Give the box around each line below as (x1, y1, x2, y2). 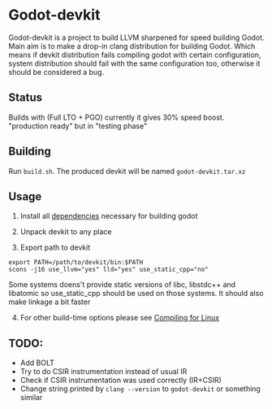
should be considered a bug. (8, 67, 105, 76)
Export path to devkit (19, 242, 91, 253)
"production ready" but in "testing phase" (8, 120, 148, 131)
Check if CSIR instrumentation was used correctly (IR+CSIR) (19, 376, 222, 385)
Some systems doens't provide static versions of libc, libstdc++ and (8, 280, 236, 289)
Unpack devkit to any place (19, 227, 112, 237)
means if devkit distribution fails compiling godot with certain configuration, (8, 50, 261, 59)
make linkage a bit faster (8, 297, 91, 307)
